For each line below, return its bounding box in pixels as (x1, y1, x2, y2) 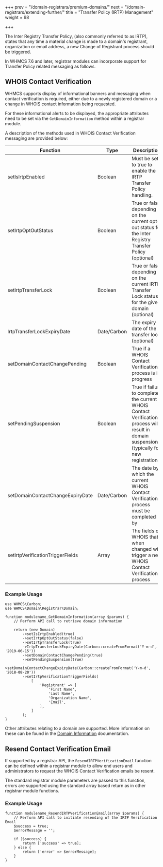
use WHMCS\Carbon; (5, 602, 42, 607)
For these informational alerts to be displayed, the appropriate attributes (5, 110, 149, 116)
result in (131, 426, 150, 433)
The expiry (131, 319, 156, 326)
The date (131, 464, 152, 471)
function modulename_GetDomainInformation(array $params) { (5, 615, 130, 619)
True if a (131, 345, 151, 352)
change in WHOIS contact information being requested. (5, 101, 116, 107)
